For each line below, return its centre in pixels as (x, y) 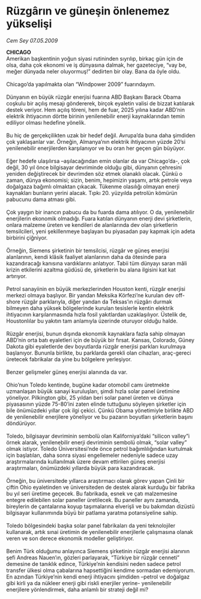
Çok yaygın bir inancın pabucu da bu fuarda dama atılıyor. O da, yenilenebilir (100, 212)
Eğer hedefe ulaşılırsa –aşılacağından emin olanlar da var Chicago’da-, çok (98, 161)
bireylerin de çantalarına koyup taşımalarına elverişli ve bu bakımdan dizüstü (100, 506)
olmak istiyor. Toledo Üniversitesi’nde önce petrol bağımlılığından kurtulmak (100, 448)
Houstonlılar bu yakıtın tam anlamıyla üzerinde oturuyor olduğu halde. (92, 321)
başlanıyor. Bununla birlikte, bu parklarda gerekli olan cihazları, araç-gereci (99, 353)
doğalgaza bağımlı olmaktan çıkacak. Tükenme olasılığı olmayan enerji (93, 186)
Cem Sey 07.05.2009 (32, 40)
